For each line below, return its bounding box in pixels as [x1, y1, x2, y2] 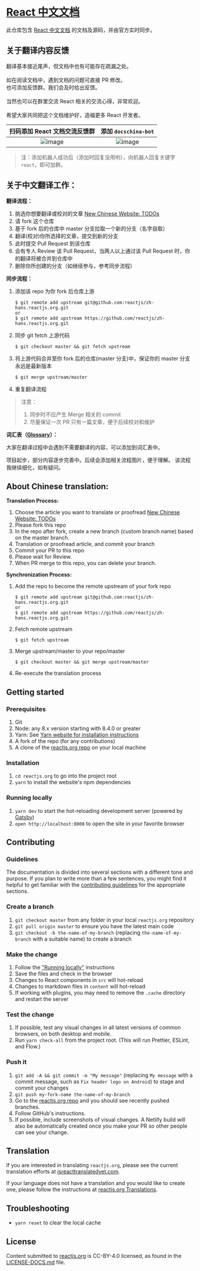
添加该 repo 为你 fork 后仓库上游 [14, 287, 95, 294]
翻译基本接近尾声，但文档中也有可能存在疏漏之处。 [6, 62, 132, 69]
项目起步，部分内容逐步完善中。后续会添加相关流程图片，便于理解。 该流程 [6, 456, 191, 463]
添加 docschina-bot [100, 127, 154, 135]
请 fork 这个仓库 [14, 217, 55, 225]
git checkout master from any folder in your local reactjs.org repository [14, 916, 194, 923]
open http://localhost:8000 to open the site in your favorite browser [14, 819, 185, 827]
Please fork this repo [14, 521, 66, 529]
